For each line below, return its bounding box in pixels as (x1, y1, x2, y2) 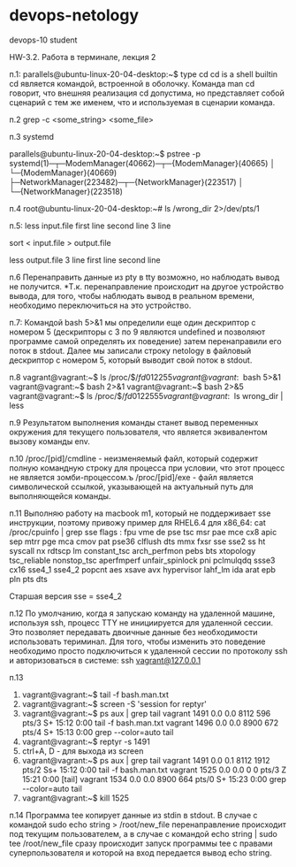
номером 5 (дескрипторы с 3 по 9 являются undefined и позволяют (9, 326, 266, 337)
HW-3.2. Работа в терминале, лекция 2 (9, 51, 156, 62)
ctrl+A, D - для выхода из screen (21, 745, 144, 756)
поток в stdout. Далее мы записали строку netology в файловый (9, 345, 252, 356)
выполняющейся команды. (9, 490, 111, 501)
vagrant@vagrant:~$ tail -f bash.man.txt (21, 689, 170, 700)
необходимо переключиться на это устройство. (9, 300, 192, 311)
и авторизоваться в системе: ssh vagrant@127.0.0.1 (9, 655, 201, 665)
